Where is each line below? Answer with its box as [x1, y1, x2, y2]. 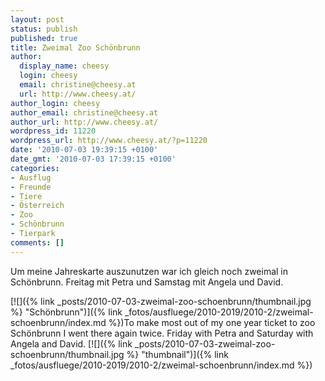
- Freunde [10, 182, 52, 192]
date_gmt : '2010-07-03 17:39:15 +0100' [10, 154, 177, 164]
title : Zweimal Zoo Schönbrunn [10, 42, 141, 53]
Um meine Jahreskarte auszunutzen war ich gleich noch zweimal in [10, 265, 289, 277]
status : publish [10, 24, 78, 34]
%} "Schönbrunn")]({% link [10, 306, 123, 318]
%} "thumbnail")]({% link [126, 348, 229, 360]
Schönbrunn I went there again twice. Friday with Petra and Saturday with [10, 327, 314, 339]
